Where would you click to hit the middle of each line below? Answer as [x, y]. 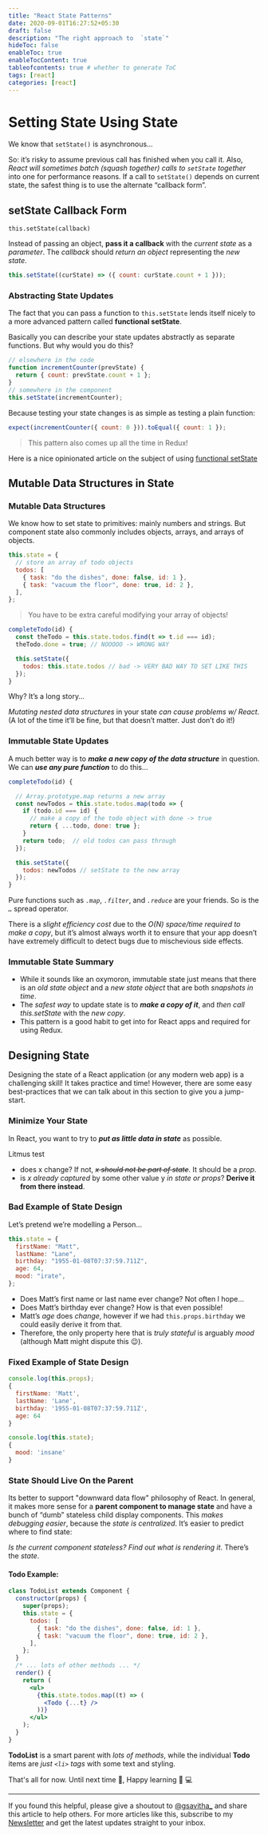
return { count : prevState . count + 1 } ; [83, 375]
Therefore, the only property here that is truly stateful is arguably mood [137, 1333]
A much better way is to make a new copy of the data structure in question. [134, 758]
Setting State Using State [93, 122]
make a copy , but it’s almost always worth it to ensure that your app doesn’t [133, 933]
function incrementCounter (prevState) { [77, 368]
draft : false [30, 30]
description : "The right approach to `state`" [89, 38]
